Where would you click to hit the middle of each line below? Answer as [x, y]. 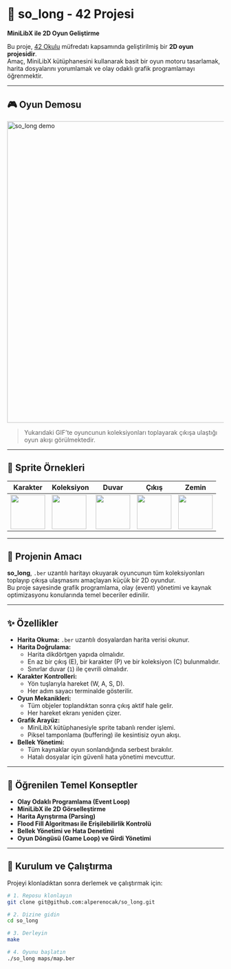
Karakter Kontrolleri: [47, 676]
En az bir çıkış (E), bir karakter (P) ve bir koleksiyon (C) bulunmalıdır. [124, 662]
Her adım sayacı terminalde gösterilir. [80, 691]
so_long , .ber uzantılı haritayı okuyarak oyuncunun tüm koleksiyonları [106, 573]
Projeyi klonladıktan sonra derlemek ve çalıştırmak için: [85, 883]
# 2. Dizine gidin [33, 915]
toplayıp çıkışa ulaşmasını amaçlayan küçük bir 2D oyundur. [91, 580]
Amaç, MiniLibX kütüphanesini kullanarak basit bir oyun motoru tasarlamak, [114, 61]
